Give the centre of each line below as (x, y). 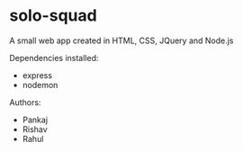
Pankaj (35, 120)
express (37, 75)
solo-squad (53, 16)
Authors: (25, 102)
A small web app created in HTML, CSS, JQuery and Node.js (121, 40)
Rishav (35, 129)
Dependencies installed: (54, 58)
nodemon (40, 84)
